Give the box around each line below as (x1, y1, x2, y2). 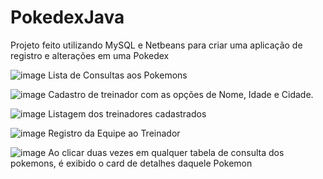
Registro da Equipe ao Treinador (48, 127, 181, 139)
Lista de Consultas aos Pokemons (48, 69, 188, 81)
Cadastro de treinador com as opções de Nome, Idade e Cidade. (48, 88, 314, 100)
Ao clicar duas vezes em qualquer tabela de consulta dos (48, 146, 285, 158)
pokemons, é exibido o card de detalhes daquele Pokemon (10, 157, 253, 169)
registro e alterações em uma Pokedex (10, 49, 170, 61)
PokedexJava (10, 6, 125, 29)
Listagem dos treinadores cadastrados (48, 107, 207, 120)
